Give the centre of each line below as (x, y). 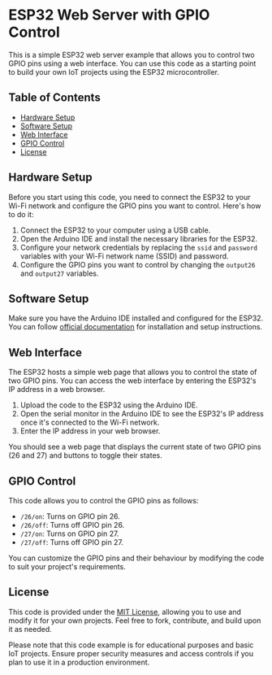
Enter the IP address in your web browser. (90, 431)
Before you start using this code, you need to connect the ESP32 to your (130, 197)
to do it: (21, 214)
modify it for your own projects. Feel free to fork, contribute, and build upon (135, 621)
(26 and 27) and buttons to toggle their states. (85, 455)
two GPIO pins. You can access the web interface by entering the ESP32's (133, 381)
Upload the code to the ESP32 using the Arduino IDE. (109, 405)
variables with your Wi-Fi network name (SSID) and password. (124, 256)
